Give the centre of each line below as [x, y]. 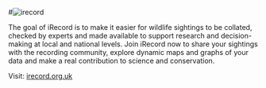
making [21, 44]
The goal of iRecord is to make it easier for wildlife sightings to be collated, [130, 27]
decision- [237, 36]
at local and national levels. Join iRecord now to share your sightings [146, 44]
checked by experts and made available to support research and [114, 36]
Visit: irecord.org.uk [40, 76]
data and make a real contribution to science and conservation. [112, 60]
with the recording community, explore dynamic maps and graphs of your [128, 52]
